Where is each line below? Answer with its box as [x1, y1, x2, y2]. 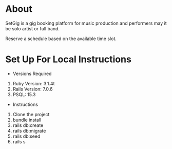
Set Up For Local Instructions [5, 53, 132, 65]
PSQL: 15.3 [12, 91, 36, 98]
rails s [12, 138, 26, 144]
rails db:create [12, 122, 44, 128]
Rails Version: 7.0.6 [12, 86, 53, 92]
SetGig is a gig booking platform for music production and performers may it [5, 20, 167, 26]
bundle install [12, 117, 42, 123]
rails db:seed [12, 133, 41, 139]
